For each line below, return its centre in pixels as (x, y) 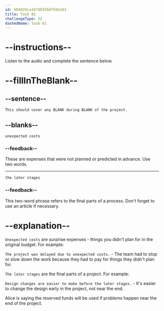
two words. (16, 164)
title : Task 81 (20, 14)
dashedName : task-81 (26, 23)
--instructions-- (38, 47)
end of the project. (24, 303)
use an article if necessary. (32, 206)
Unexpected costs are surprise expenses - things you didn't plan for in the (79, 239)
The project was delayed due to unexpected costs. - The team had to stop (81, 254)
